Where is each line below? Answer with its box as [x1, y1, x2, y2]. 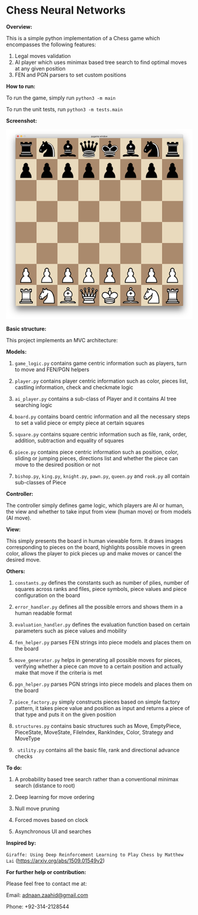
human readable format [14, 609, 72, 617]
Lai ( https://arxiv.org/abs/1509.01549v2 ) [6, 857, 105, 864]
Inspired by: [6, 839, 37, 846]
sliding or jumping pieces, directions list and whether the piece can [14, 454, 178, 462]
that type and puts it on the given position [14, 711, 116, 718]
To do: [6, 764, 22, 771]
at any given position [14, 65, 66, 72]
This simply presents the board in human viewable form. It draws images [6, 537, 183, 544]
